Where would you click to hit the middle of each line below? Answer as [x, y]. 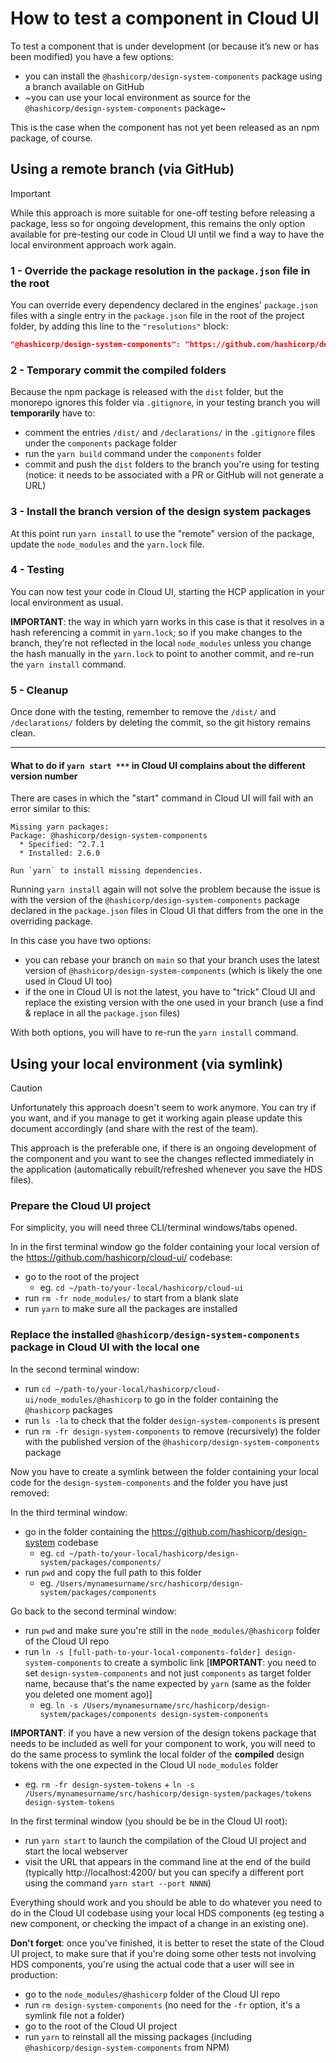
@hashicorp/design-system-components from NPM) [127, 2047]
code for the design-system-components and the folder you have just [149, 1482]
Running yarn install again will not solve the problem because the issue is [165, 889]
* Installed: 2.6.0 [60, 853]
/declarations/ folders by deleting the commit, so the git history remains [160, 723]
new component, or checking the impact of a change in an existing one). [159, 1923]
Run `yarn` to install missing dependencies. [106, 871]
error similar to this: [50, 809]
